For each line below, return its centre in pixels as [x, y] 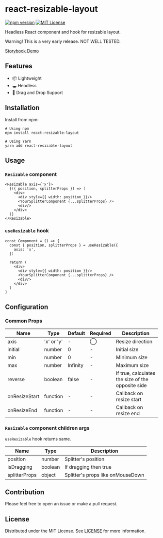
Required [100, 333]
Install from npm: [22, 119]
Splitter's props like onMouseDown [105, 475]
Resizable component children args [47, 428]
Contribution [25, 492]
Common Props [24, 321]
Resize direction [134, 342]
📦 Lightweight [27, 78]
